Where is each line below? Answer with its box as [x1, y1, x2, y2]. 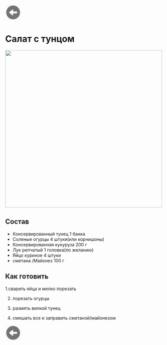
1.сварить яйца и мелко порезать [5, 286, 77, 292]
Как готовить [5, 272, 49, 281]
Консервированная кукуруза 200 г [12, 241, 87, 247]
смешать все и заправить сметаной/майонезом [12, 315, 116, 321]
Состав [5, 218, 29, 226]
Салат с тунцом [5, 33, 75, 45]
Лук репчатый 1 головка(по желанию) [12, 247, 94, 253]
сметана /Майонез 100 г [12, 257, 65, 263]
